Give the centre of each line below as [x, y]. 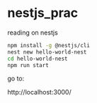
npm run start [28, 65]
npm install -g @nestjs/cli [49, 45]
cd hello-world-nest [38, 59]
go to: [16, 78]
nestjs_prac [43, 13]
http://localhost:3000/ [40, 92]
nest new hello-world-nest [47, 52]
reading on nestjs [33, 32]
